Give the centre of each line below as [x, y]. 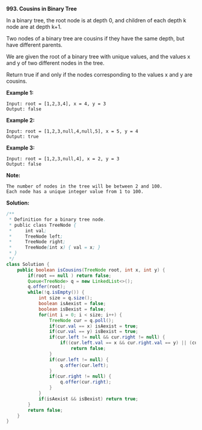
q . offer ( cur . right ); [86, 382]
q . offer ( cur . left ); [84, 365]
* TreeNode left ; [36, 236]
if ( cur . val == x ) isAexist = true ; [93, 326]
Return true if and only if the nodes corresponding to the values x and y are [99, 74]
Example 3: [20, 148]
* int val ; [28, 231]
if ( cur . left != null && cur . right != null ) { [107, 337]
